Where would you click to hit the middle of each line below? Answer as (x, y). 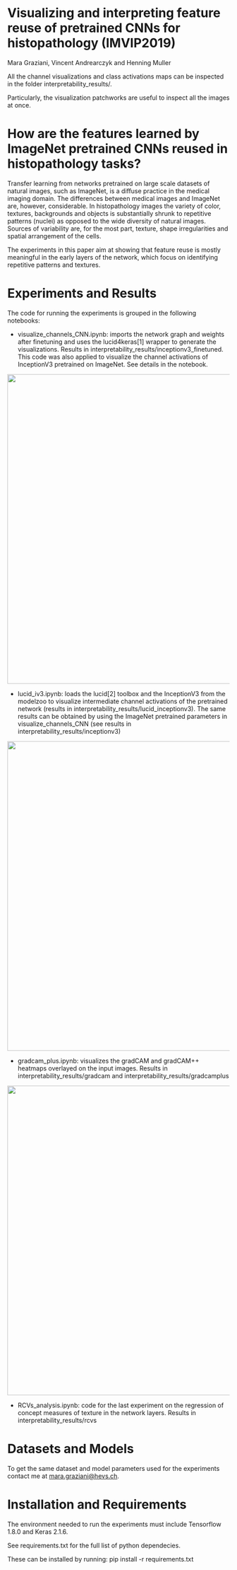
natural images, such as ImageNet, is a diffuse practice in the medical (109, 191)
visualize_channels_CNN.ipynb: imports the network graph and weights (121, 334)
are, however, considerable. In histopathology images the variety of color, (114, 206)
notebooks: (24, 321)
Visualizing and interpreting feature (114, 13)
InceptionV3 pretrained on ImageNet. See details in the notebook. (113, 364)
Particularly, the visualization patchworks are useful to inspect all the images (119, 98)
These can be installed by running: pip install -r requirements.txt (101, 1559)
